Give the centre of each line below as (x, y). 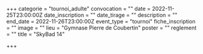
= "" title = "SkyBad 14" (36, 34)
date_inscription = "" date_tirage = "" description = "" (111, 15)
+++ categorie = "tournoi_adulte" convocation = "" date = (78, 9)
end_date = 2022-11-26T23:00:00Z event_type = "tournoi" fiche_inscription (101, 21)
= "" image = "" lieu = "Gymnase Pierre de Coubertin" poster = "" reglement (101, 28)
